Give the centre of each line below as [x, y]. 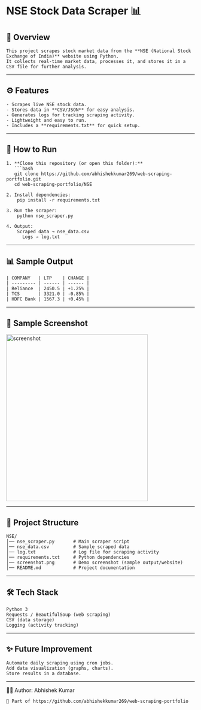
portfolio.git [24, 179]
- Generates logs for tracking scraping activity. [71, 115]
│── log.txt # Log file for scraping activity [83, 552]
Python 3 [17, 609]
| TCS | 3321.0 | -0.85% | [48, 294]
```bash [24, 169]
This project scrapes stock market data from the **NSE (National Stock [99, 51]
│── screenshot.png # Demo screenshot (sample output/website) [95, 563]
